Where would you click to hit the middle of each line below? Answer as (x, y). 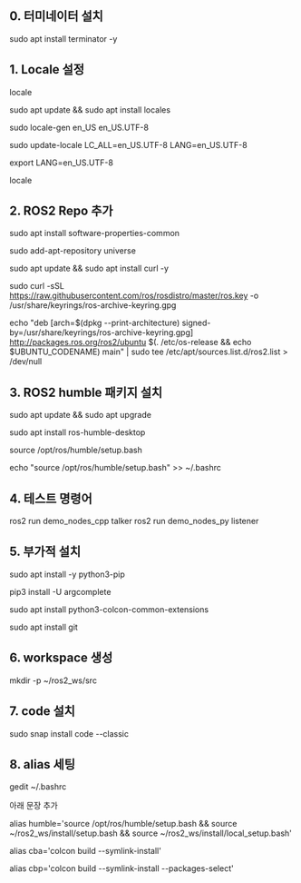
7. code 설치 (42, 711)
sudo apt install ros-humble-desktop (78, 432)
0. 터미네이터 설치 (57, 16)
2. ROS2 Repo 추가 (61, 211)
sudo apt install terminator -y (63, 38)
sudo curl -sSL (37, 286)
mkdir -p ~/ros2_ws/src (53, 680)
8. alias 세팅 (42, 764)
